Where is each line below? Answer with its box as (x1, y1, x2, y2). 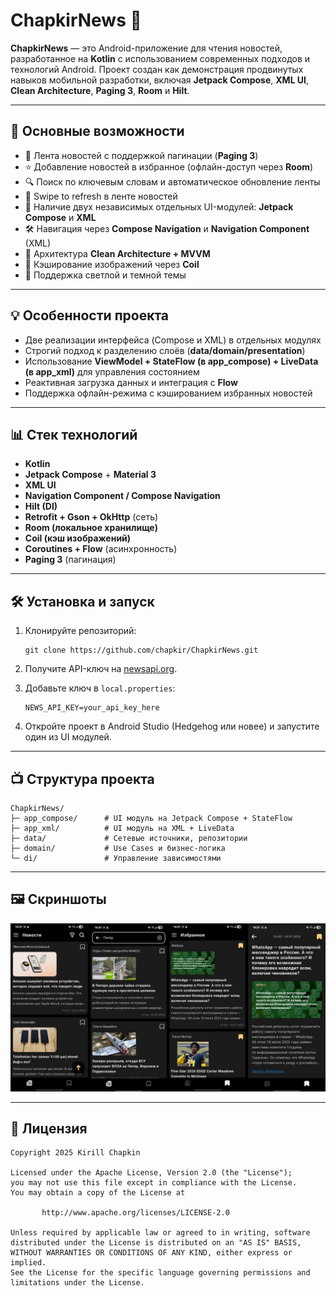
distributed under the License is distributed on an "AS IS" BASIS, (10, 1238, 302, 1248)
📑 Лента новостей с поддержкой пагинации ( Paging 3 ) (24, 149, 259, 161)
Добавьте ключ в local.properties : (24, 682, 176, 694)
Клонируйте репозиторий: (24, 625, 137, 637)
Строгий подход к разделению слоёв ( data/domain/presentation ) (24, 344, 306, 356)
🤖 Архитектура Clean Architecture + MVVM (24, 247, 211, 259)
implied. (10, 1258, 47, 1268)
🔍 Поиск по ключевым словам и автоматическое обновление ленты (24, 175, 321, 188)
